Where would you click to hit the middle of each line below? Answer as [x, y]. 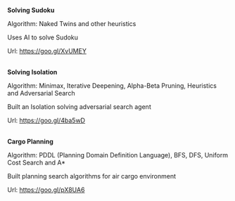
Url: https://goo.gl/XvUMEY [47, 51]
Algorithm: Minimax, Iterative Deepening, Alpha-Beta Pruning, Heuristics [112, 86]
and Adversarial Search [41, 93]
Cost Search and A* [36, 162]
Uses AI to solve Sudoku [43, 37]
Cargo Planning [31, 141]
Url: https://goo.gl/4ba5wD [46, 120]
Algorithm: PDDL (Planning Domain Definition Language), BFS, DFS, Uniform [118, 155]
